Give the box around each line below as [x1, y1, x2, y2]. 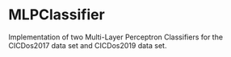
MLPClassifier [8, 6, 105, 24]
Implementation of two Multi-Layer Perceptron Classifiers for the [8, 32, 224, 42]
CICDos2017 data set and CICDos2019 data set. [8, 40, 167, 50]
